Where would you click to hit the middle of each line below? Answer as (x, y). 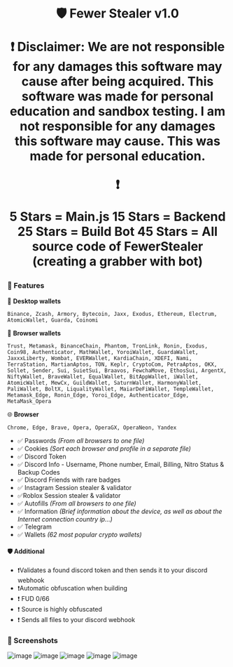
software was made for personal (118, 97)
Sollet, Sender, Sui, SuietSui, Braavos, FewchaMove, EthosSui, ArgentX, (117, 370)
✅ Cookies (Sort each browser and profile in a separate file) (104, 448)
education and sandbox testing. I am (118, 111)
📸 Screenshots (33, 640)
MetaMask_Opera (29, 401)
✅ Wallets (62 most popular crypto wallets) (79, 534)
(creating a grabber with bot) (118, 262)
